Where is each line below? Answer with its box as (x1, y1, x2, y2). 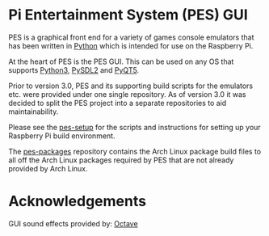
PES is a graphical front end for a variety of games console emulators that (8, 32, 254, 42)
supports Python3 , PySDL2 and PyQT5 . (8, 65, 140, 74)
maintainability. (8, 107, 59, 116)
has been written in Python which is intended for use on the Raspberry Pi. (8, 40, 254, 50)
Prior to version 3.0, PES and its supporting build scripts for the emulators (8, 81, 253, 91)
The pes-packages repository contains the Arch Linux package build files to (8, 146, 261, 156)
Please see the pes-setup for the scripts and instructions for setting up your (8, 122, 261, 132)
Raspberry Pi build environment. (8, 131, 116, 141)
